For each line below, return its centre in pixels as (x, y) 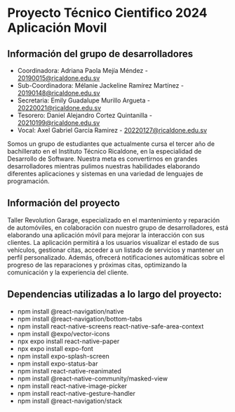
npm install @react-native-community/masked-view (93, 378)
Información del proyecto (64, 203)
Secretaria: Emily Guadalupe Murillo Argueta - (84, 100)
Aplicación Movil (57, 28)
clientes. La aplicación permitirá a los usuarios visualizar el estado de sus (113, 242)
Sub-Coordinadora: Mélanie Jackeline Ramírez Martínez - (101, 85)
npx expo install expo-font (55, 348)
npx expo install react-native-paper (68, 341)
